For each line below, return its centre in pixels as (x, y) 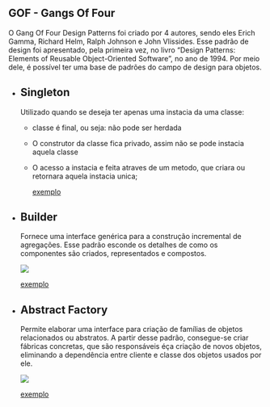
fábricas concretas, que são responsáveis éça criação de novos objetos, (141, 346)
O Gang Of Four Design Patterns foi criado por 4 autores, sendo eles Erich (132, 32)
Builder (39, 217)
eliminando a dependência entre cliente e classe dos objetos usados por (141, 355)
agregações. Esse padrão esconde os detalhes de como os (119, 245)
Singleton (45, 92)
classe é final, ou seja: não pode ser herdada (107, 128)
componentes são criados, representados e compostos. (113, 254)
